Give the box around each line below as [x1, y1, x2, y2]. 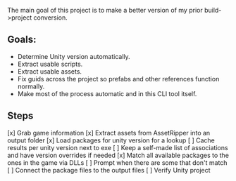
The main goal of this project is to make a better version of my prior [7, 6, 203, 14]
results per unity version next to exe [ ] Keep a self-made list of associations [7, 143, 228, 152]
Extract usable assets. [17, 67, 82, 76]
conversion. [33, 13, 68, 22]
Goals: [7, 34, 37, 46]
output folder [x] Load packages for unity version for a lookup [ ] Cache [7, 136, 215, 145]
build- [204, 6, 222, 14]
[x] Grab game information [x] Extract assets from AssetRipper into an [7, 128, 211, 137]
